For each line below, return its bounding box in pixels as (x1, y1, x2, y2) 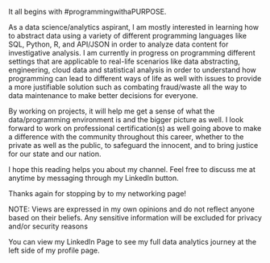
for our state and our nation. (8, 149, 102, 158)
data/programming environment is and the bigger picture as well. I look (8, 115, 244, 124)
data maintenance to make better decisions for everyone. (8, 91, 199, 100)
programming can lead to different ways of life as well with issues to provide (8, 74, 262, 83)
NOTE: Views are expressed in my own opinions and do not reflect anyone (8, 204, 255, 214)
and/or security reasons (8, 221, 89, 231)
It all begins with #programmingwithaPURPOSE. (8, 7, 167, 16)
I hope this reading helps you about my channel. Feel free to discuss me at (8, 165, 255, 174)
